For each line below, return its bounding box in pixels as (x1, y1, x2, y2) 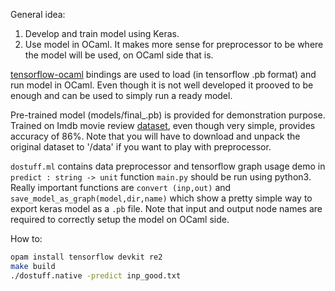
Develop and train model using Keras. (24, 28, 180, 39)
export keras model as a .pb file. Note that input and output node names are (10, 203, 323, 214)
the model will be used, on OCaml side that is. (24, 49, 214, 61)
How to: (10, 233, 43, 244)
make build (10, 261, 56, 271)
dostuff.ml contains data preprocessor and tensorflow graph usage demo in (10, 160, 326, 172)
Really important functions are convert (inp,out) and (10, 182, 232, 193)
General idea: (10, 9, 66, 20)
